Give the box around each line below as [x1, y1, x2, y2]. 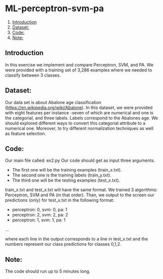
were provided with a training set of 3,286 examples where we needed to [5, 67, 152, 73]
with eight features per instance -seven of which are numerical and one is [5, 109, 154, 115]
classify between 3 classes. [5, 72, 61, 78]
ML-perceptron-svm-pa [5, 3, 104, 14]
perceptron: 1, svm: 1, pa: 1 [12, 217, 66, 223]
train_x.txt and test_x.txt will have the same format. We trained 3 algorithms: [5, 187, 158, 193]
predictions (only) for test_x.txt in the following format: [5, 197, 115, 203]
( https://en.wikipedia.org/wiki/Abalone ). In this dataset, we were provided [5, 105, 153, 110]
